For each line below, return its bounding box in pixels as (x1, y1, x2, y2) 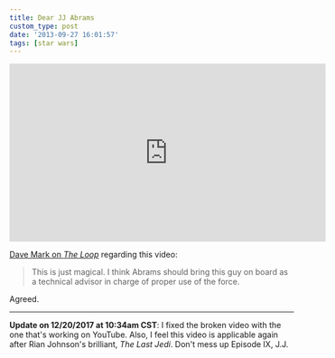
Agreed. (9, 294, 40, 305)
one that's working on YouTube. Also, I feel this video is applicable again (9, 329, 278, 340)
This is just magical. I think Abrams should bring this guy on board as (31, 267, 289, 278)
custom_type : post (9, 22, 79, 31)
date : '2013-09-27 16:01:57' (9, 30, 119, 39)
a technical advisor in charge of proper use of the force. (31, 277, 240, 287)
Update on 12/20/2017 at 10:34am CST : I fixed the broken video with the (9, 320, 282, 331)
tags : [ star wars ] (9, 38, 79, 48)
